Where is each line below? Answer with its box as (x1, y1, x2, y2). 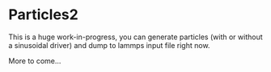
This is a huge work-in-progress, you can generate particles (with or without (8, 32, 263, 42)
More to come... (8, 56, 61, 66)
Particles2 (8, 6, 78, 24)
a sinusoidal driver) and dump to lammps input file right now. (8, 40, 210, 50)
